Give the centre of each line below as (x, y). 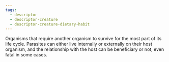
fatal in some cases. (26, 55)
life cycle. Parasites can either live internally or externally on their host (79, 44)
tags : (11, 10)
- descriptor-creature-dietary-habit (50, 24)
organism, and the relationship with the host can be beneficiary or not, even (85, 49)
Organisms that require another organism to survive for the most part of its (83, 39)
